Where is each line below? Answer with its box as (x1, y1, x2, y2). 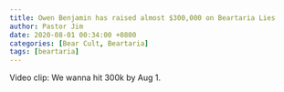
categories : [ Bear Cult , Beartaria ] (9, 38, 149, 48)
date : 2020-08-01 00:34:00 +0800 (9, 30, 137, 39)
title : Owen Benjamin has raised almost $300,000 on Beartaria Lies (9, 13, 276, 23)
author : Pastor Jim (9, 22, 84, 31)
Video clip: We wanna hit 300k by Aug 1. (9, 72, 162, 83)
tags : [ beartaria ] (9, 47, 79, 56)
